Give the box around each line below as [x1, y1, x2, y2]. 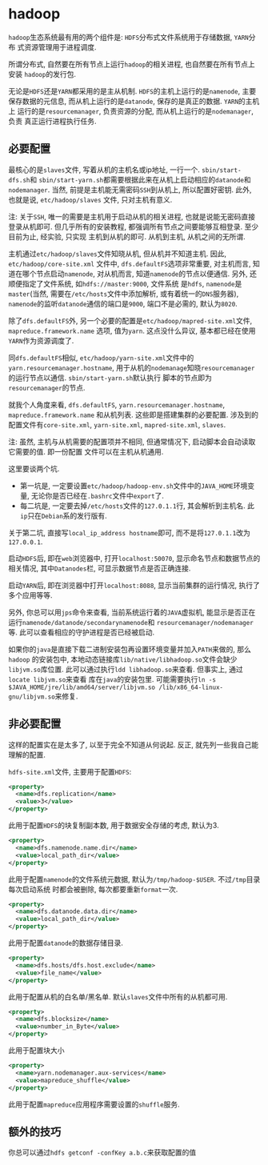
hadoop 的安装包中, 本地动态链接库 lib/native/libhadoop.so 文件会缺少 [8, 654, 238, 664]
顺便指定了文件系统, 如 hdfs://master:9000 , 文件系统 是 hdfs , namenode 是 [8, 278, 242, 288]
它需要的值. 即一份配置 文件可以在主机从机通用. [8, 446, 164, 456]
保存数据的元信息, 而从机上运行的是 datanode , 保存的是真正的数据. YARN [8, 96, 238, 106]
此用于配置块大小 [8, 1046, 65, 1055]
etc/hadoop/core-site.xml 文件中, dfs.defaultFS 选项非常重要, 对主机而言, [8, 258, 251, 268]
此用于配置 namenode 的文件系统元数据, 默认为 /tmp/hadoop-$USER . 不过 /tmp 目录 [8, 874, 261, 884]
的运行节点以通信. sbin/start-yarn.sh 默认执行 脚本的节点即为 [8, 373, 212, 382]
